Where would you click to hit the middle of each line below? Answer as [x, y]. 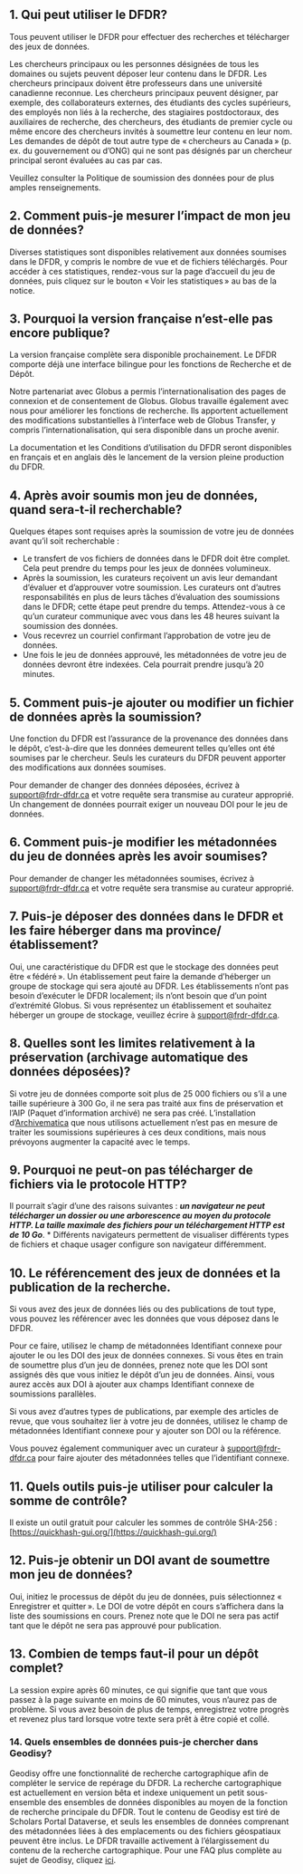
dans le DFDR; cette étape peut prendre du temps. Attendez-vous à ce [154, 607]
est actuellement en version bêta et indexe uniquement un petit [127, 1792]
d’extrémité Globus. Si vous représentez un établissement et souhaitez [141, 1005]
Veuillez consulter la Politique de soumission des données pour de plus [142, 178]
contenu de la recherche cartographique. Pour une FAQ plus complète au [146, 1850]
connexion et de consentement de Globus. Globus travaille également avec [149, 401]
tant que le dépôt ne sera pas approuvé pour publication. [115, 1625]
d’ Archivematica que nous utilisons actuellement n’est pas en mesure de [144, 1122]
